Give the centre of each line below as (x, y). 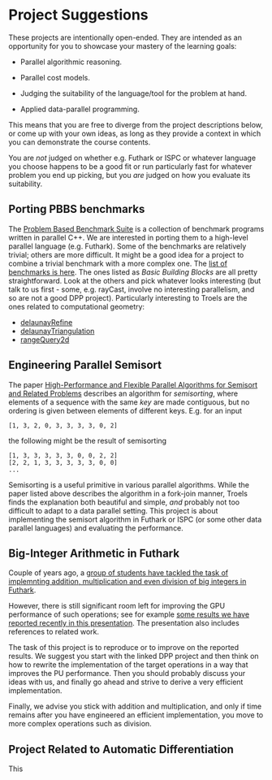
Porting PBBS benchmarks (77, 209)
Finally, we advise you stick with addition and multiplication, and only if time (135, 706)
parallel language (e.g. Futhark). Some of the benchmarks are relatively (127, 246)
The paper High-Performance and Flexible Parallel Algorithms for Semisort (133, 384)
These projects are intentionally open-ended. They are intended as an (125, 37)
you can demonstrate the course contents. (80, 142)
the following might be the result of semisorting (88, 440)
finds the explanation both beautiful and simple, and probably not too (124, 502)
